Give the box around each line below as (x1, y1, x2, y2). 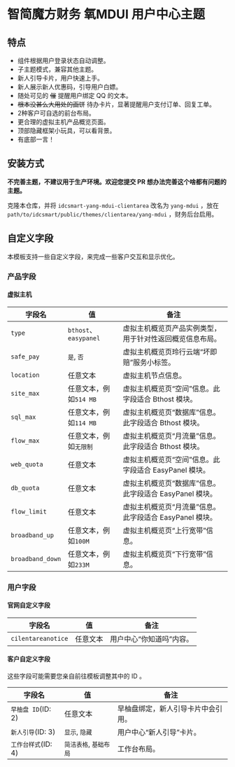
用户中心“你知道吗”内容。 (109, 634, 194, 644)
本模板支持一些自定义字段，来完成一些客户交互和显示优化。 (7, 252, 179, 261)
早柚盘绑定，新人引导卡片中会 (117, 704, 215, 714)
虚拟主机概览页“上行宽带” (122, 525, 206, 535)
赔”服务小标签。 (122, 357, 176, 367)
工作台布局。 (117, 744, 159, 754)
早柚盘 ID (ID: (10, 705, 51, 714)
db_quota (10, 484, 40, 492)
